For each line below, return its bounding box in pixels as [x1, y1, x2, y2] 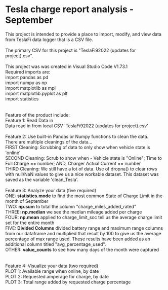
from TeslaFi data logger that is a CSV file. [5, 37, 94, 43]
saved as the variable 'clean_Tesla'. [5, 176, 79, 183]
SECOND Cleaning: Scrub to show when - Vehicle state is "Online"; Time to [5, 155, 162, 161]
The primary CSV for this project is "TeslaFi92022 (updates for [5, 47, 136, 53]
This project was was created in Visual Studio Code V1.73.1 [5, 63, 128, 69]
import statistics [5, 95, 39, 102]
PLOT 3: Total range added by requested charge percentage [5, 279, 131, 285]
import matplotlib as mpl [5, 85, 56, 91]
